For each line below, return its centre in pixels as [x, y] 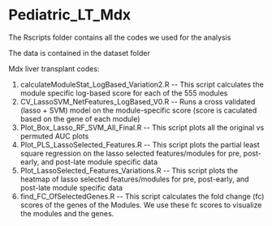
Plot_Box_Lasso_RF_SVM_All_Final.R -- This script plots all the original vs [142, 127]
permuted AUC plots [54, 136]
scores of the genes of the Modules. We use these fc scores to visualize [141, 205]
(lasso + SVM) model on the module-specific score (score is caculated [138, 110]
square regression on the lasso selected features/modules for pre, [131, 153]
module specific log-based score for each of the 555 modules [124, 93]
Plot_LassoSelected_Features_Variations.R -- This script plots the [129, 170]
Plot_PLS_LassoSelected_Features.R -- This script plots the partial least [140, 144]
